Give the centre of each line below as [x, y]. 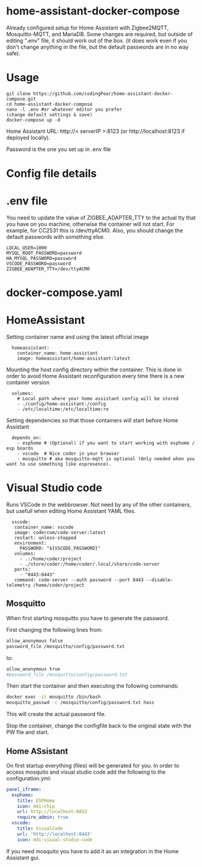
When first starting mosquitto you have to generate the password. [88, 618]
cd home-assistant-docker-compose [50, 104]
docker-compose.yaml [64, 293]
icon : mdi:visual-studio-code [55, 840]
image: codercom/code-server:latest [60, 533]
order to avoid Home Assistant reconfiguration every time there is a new [95, 376]
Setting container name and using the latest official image [78, 337]
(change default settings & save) [50, 115]
